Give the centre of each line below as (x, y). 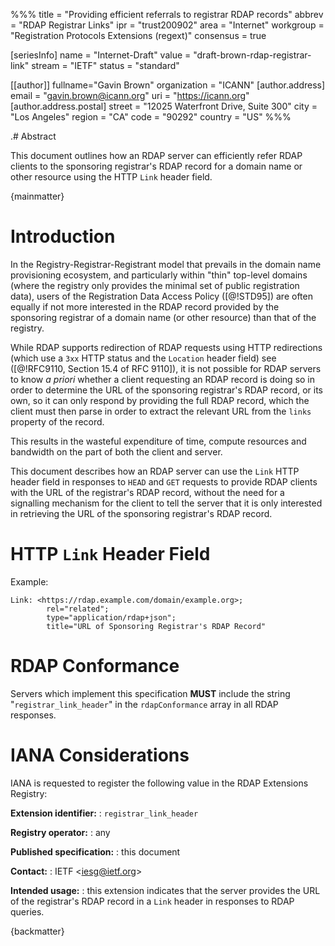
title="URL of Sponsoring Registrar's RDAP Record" (156, 626)
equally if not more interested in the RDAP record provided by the (145, 306)
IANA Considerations (100, 755)
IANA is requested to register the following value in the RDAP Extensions (159, 783)
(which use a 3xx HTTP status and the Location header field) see (143, 358)
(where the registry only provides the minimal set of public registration (155, 285)
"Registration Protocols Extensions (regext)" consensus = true (138, 35)
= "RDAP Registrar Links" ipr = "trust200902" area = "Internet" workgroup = (167, 25)
